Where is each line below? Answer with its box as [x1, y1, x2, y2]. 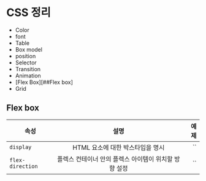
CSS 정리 [6, 6, 51, 20]
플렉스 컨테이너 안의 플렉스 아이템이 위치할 [57, 155, 173, 163]
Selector [15, 59, 37, 66]
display [9, 144, 32, 150]
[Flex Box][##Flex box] [15, 78, 74, 86]
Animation [15, 72, 41, 79]
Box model [15, 45, 43, 53]
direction [9, 163, 38, 169]
